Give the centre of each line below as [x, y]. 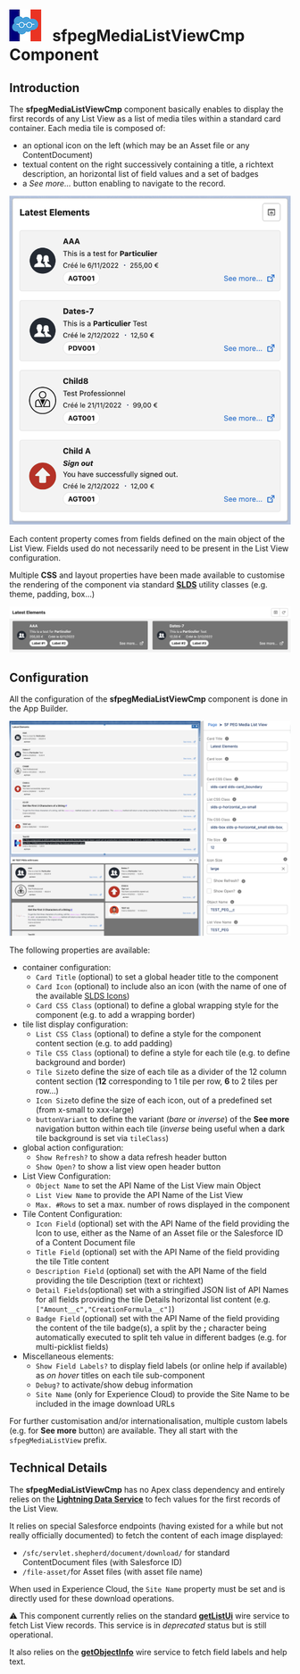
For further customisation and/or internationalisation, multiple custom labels [149, 1421]
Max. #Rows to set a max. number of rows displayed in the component [162, 1204]
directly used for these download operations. [92, 1598]
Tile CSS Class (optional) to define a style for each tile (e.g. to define [162, 1053]
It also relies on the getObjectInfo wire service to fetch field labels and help [148, 1652]
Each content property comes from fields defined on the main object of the [147, 539]
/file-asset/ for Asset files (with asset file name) [112, 1571]
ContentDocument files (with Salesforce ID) [102, 1562]
